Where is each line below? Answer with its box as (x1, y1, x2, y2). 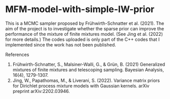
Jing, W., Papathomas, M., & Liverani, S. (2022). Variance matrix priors (12, 77, 160, 83)
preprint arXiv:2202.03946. (12, 88, 70, 94)
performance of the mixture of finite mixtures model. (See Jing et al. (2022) (5, 31, 163, 37)
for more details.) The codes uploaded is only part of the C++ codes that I (5, 36, 160, 42)
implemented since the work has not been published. (5, 41, 116, 47)
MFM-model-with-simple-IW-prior (5, 4, 155, 15)
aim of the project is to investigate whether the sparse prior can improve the (5, 25, 164, 31)
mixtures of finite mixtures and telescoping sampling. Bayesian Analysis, (12, 67, 164, 73)
